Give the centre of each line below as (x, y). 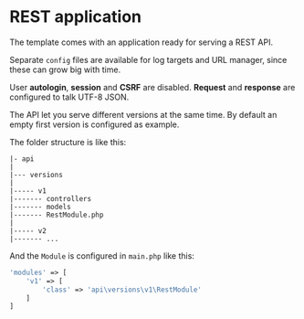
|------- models (40, 207)
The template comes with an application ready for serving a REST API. (142, 42)
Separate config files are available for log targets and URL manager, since (148, 59)
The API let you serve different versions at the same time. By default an (143, 114)
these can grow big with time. (65, 69)
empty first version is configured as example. (94, 124)
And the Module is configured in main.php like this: (102, 255)
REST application (76, 17)
